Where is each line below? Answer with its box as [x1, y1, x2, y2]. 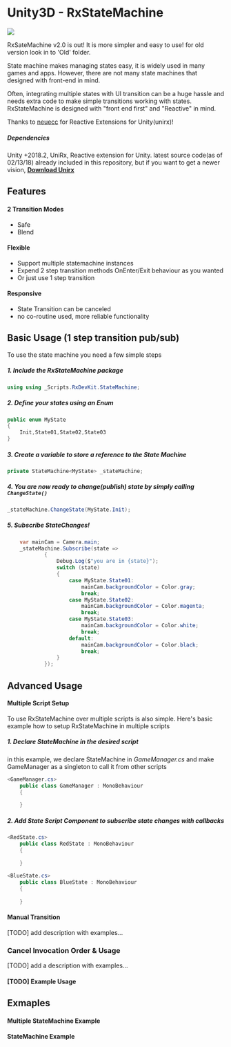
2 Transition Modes [7, 205, 64, 213]
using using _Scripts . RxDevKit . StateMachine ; [7, 384, 140, 391]
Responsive [7, 289, 42, 298]
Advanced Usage [7, 680, 83, 692]
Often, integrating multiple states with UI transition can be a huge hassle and [7, 89, 225, 98]
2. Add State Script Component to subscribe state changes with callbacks [7, 816, 225, 824]
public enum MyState [7, 416, 67, 423]
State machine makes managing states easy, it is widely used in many [7, 61, 205, 70]
